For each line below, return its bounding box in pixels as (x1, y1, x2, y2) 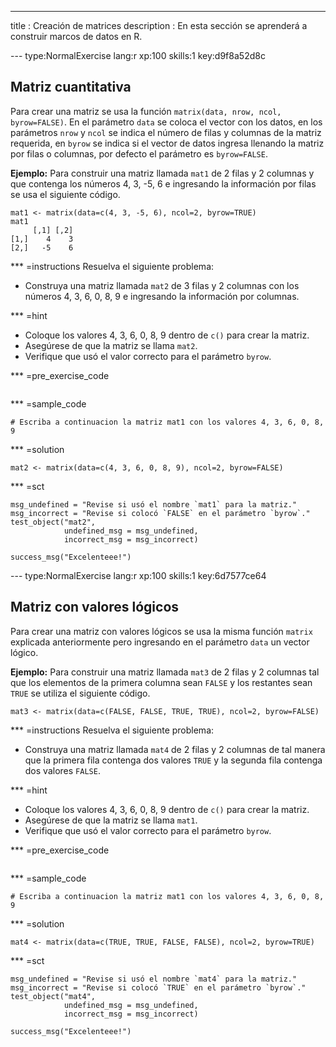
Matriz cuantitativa (10, 79, 132, 96)
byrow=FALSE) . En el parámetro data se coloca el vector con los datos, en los (10, 116, 323, 128)
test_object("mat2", (10, 517, 97, 527)
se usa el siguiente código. (10, 188, 121, 200)
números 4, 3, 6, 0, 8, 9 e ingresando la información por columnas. (24, 290, 300, 302)
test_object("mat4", (10, 991, 97, 1001)
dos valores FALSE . (24, 764, 101, 776)
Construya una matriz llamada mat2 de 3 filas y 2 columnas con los (24, 279, 300, 291)
